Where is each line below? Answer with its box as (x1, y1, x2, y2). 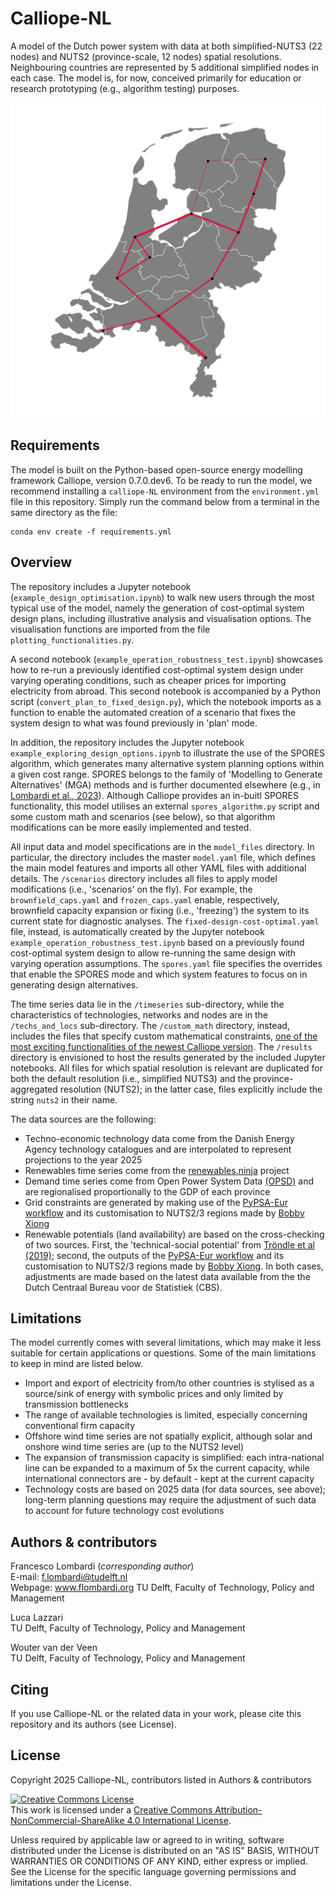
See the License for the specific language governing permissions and (10, 1865, 297, 1877)
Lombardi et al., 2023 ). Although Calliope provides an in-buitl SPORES (10, 789, 299, 801)
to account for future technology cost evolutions (24, 1505, 225, 1517)
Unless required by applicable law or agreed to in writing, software (10, 1833, 285, 1846)
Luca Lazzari (10, 1612, 64, 1624)
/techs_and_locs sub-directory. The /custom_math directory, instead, (10, 1019, 290, 1031)
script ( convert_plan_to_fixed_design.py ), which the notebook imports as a (10, 695, 322, 707)
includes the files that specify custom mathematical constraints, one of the (10, 1030, 318, 1042)
